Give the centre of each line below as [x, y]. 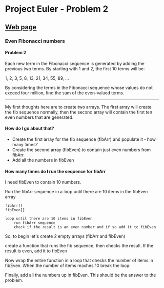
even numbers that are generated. [39, 117]
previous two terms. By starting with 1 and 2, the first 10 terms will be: [75, 68]
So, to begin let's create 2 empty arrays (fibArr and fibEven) [65, 236]
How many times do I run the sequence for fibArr [55, 171]
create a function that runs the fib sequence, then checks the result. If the [79, 246]
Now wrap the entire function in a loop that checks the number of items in [79, 261]
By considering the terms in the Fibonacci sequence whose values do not [79, 88]
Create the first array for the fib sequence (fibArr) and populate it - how [84, 139]
